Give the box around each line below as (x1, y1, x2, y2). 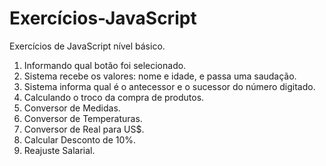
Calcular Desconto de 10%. (23, 133, 137, 146)
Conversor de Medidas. (23, 102, 121, 114)
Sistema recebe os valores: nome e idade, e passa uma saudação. (23, 70, 297, 82)
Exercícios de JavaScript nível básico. (9, 40, 166, 52)
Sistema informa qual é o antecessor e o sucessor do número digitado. (23, 80, 316, 92)
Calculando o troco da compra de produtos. (23, 91, 205, 103)
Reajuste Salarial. (23, 144, 96, 156)
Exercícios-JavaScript (9, 7, 197, 30)
